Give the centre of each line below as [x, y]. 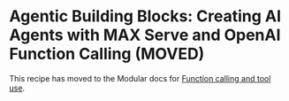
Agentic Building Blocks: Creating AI [145, 16]
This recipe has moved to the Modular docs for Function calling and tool [140, 78]
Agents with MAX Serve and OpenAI [145, 35]
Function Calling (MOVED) [107, 54]
